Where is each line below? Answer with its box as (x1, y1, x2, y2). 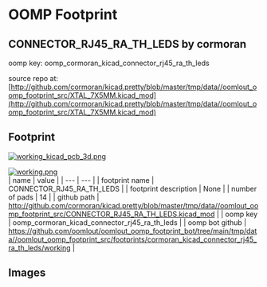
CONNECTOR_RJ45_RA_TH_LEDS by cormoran (8, 37, 247, 51)
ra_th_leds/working (8, 242, 71, 252)
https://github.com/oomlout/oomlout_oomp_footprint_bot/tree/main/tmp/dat (8, 226, 257, 235)
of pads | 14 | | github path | (8, 192, 100, 202)
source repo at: (8, 74, 58, 83)
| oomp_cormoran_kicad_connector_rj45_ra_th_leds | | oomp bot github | (8, 217, 247, 227)
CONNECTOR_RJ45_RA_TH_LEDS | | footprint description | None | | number (8, 184, 257, 193)
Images (8, 266, 46, 280)
